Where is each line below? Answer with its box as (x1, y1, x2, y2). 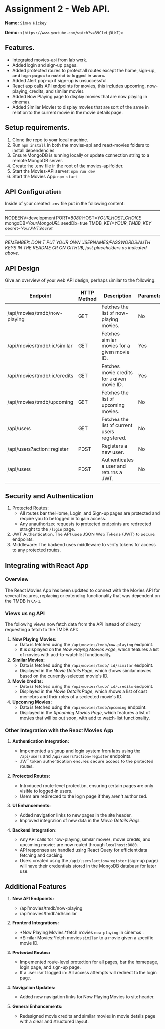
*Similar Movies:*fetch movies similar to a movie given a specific (19, 935, 154, 941)
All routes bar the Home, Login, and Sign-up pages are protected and (19, 510, 160, 516)
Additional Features (5, 882, 67, 891)
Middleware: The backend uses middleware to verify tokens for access (12, 542, 156, 547)
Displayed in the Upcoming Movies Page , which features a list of (19, 709, 151, 715)
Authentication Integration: (12, 738, 70, 744)
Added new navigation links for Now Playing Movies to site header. (19, 994, 155, 1000)
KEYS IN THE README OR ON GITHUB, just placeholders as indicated (5, 245, 147, 251)
